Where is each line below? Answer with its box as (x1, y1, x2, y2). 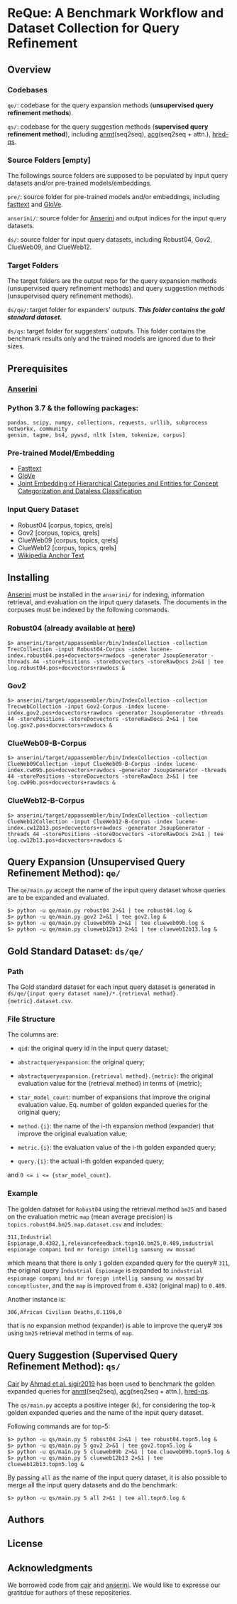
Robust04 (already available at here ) (7, 624, 136, 633)
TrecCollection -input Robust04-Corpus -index (7, 646, 148, 653)
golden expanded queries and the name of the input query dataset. (7, 1408, 204, 1416)
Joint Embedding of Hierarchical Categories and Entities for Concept (17, 479, 219, 488)
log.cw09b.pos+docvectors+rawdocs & (7, 779, 116, 786)
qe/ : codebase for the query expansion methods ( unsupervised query (7, 101, 214, 109)
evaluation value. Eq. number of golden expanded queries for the (17, 1101, 208, 1109)
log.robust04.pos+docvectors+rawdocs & (7, 664, 126, 671)
